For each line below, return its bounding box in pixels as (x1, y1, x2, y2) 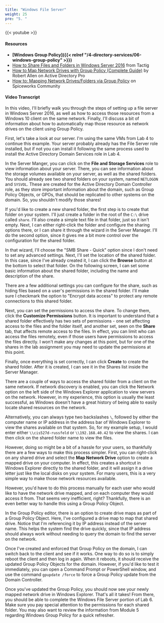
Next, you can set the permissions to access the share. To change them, (5, 307, 151, 313)
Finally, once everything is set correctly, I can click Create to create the (5, 358, 149, 365)
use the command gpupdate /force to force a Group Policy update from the (5, 571, 156, 577)
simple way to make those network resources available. (5, 475, 117, 481)
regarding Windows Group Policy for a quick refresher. (5, 612, 115, 618)
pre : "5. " (5, 16, 27, 21)
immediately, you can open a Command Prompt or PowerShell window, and (5, 566, 156, 572)
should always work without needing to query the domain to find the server (5, 531, 156, 536)
